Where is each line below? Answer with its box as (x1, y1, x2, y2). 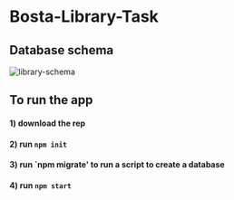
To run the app (9, 92, 93, 108)
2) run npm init (9, 138, 68, 149)
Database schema (9, 43, 114, 58)
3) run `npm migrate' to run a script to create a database (9, 159, 225, 170)
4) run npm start (9, 179, 72, 191)
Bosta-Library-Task (9, 6, 159, 27)
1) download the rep (9, 118, 86, 129)
